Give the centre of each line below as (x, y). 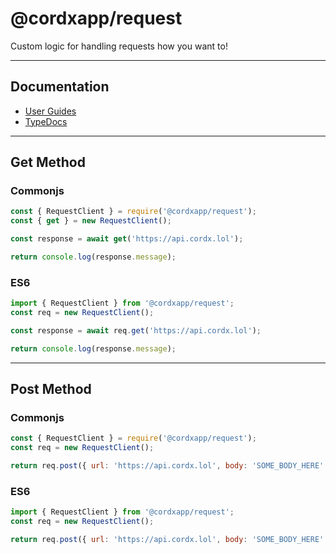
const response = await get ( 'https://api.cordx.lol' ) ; (127, 239)
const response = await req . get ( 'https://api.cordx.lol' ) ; (136, 330)
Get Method (48, 162)
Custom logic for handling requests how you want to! (119, 46)
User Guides (50, 111)
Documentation (60, 87)
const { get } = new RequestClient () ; (91, 221)
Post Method (51, 389)
